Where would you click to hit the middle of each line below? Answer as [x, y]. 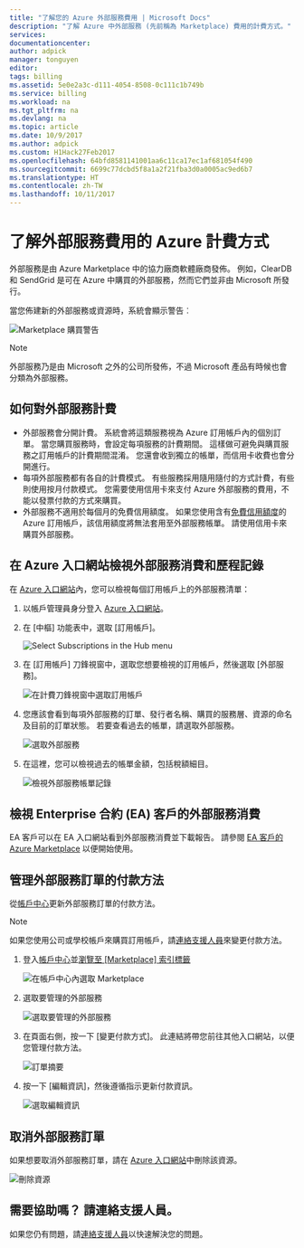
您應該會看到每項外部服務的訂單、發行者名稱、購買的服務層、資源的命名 [157, 714]
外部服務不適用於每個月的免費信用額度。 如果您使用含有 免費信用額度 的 [154, 511]
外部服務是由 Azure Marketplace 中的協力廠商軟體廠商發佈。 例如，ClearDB [151, 269]
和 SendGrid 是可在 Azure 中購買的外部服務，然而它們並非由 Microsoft [140, 279]
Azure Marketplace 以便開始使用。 [74, 849]
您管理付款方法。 [54, 1048]
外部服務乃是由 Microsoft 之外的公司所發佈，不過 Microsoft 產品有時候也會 [148, 366]
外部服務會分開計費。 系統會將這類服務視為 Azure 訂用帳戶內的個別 [148, 432]
